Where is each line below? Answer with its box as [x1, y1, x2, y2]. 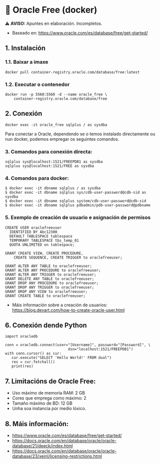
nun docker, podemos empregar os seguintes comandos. [5, 136, 120, 142]
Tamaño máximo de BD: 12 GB [12, 400, 73, 406]
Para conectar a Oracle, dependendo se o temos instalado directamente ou [5, 131, 155, 137]
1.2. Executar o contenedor [5, 81, 70, 88]
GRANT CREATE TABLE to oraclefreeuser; [5, 293, 86, 298]
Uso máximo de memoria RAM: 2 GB [12, 390, 85, 396]
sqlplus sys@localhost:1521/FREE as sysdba [5, 164, 95, 168]
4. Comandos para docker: [5, 175, 69, 182]
